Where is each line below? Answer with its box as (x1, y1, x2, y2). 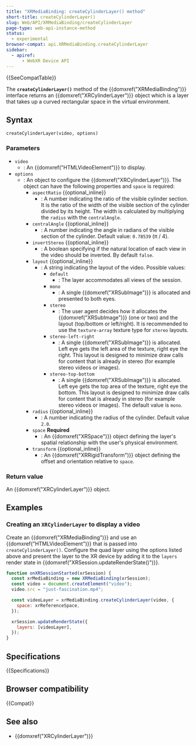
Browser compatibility (6, 684, 89, 694)
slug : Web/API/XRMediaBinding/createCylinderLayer (6, 19, 133, 25)
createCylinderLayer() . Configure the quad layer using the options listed (6, 546, 183, 553)
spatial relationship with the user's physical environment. (40, 439, 179, 446)
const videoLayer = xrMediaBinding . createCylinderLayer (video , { (11, 597, 175, 603)
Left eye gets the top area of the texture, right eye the (58, 383, 188, 390)
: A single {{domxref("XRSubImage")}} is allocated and (58, 289, 191, 296)
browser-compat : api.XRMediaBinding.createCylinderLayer (6, 42, 148, 48)
